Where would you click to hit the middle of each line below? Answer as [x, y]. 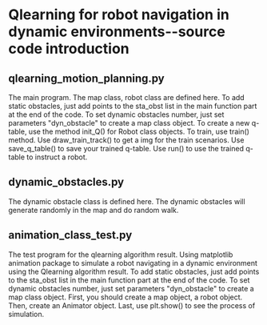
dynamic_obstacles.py [66, 182]
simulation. [26, 314]
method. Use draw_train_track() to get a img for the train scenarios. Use [126, 140]
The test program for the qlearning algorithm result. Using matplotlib [121, 255]
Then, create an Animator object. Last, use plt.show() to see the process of [132, 305]
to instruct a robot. [57, 157]
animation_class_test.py [70, 235]
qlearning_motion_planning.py [87, 78]
